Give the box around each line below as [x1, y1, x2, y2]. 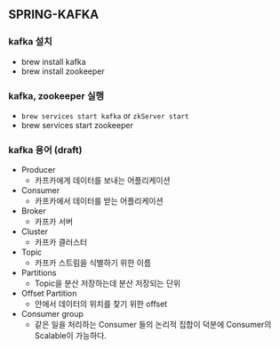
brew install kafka [20, 56, 86, 67]
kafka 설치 [8, 36, 52, 48]
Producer [20, 165, 56, 175]
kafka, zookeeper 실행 [8, 89, 104, 101]
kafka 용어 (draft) [8, 143, 83, 156]
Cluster [20, 226, 48, 237]
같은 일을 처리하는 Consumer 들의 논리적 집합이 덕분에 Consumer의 [34, 320, 272, 330]
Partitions [20, 267, 57, 279]
